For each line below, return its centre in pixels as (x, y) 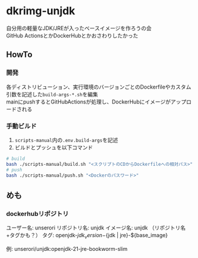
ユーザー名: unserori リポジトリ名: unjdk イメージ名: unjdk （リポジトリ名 (96, 228)
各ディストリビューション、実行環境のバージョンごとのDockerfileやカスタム (99, 87)
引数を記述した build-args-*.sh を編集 (52, 94)
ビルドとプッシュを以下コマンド (54, 147)
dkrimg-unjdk (41, 11)
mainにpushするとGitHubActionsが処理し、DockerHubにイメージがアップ (96, 102)
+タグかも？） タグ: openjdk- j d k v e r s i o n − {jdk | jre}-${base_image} (87, 236)
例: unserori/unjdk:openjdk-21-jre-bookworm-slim (67, 248)
